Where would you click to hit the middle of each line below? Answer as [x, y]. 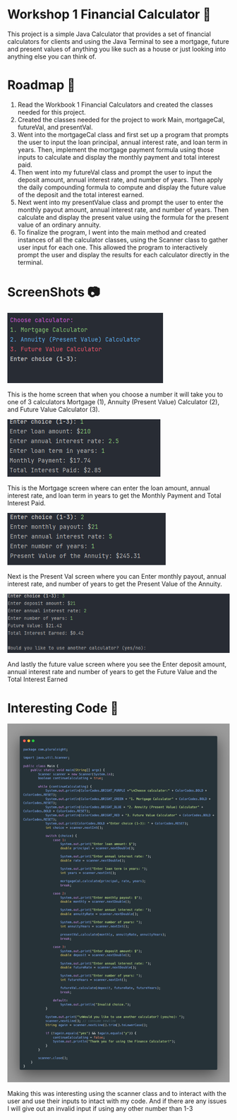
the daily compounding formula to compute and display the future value [122, 187]
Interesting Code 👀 [63, 708]
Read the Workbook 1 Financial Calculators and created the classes [115, 105]
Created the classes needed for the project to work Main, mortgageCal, [121, 119]
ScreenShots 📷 [54, 292]
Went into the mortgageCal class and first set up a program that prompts [123, 134]
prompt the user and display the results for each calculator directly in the [123, 254]
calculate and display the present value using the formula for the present [123, 217]
